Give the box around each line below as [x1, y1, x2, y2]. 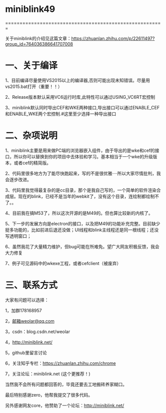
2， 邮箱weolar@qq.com [5, 318, 55, 324]
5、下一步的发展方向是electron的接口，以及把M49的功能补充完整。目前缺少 [5, 220, 161, 226]
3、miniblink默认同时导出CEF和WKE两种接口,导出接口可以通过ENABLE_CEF [5, 104, 160, 110]
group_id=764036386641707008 [5, 41, 73, 47]
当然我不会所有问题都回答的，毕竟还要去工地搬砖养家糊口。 [5, 381, 127, 387]
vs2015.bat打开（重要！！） [5, 83, 63, 89]
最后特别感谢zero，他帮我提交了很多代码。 [5, 392, 93, 398]
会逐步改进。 [5, 176, 31, 182]
